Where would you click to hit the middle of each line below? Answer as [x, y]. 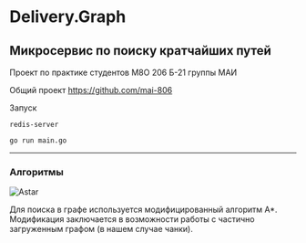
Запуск [23, 108]
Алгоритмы [36, 172]
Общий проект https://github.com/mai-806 [91, 90]
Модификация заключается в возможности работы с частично [132, 219]
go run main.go [38, 141]
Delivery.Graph [68, 17]
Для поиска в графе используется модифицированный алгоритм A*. [143, 210]
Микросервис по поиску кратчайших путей [140, 51]
